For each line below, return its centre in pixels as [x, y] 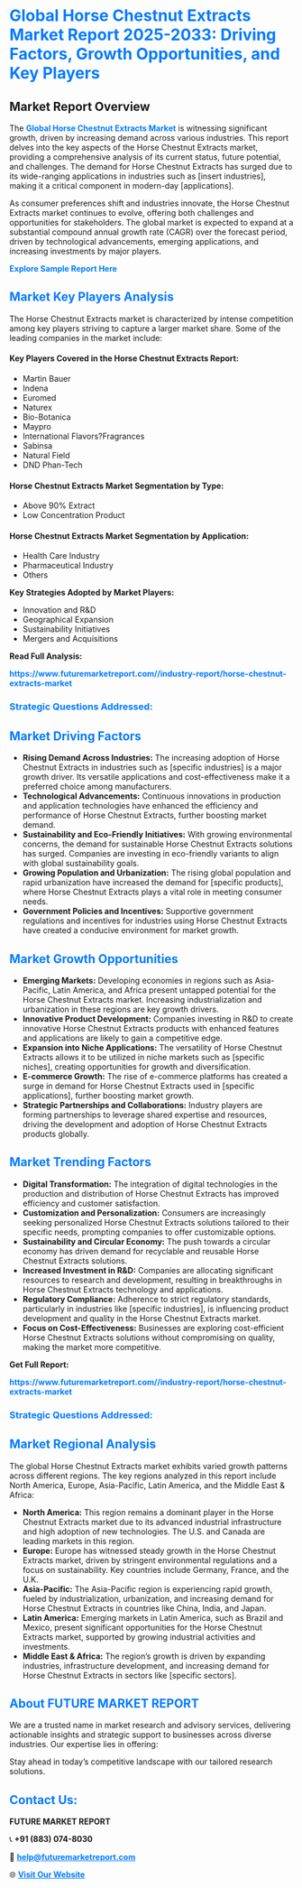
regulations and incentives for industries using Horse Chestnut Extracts [155, 921]
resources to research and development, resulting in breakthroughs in [152, 1280]
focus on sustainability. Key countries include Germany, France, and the [156, 1569]
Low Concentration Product [73, 515]
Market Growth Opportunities [94, 959]
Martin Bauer [46, 379]
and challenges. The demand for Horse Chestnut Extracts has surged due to [151, 167]
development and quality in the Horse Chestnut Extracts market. [142, 1318]
